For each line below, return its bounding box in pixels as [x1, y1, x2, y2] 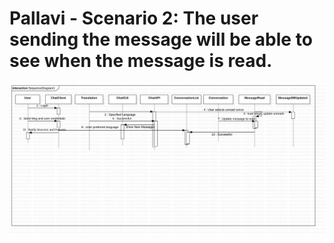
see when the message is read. [9, 50, 273, 72]
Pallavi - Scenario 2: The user [9, 7, 259, 30]
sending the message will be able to [9, 28, 313, 51]
